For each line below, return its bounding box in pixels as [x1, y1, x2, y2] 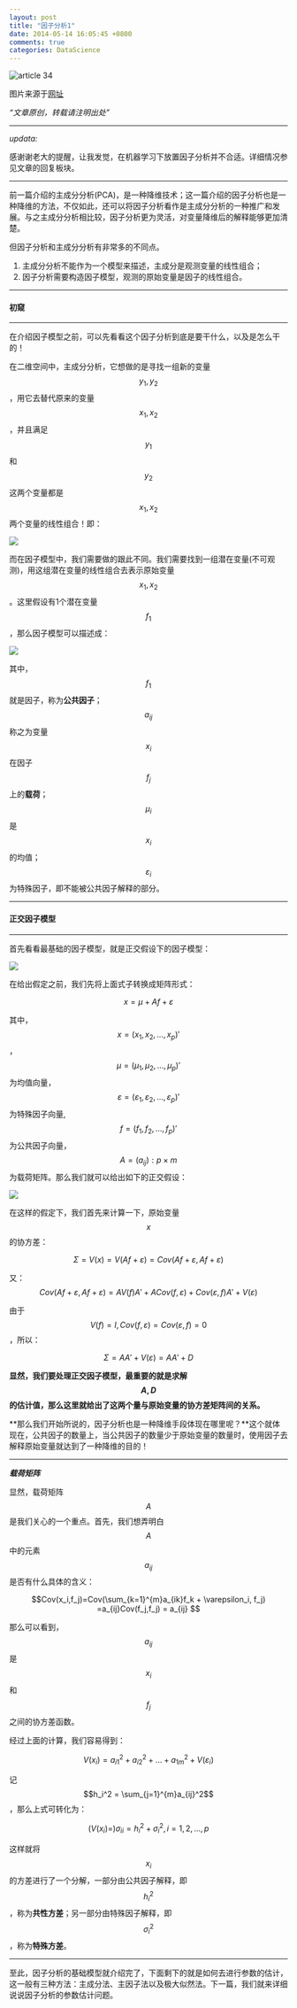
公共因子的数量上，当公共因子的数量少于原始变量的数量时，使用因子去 [32, 1429, 288, 1440]
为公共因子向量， [9, 1139, 72, 1151]
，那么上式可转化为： [9, 1803, 87, 1815]
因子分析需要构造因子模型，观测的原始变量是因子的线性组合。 [21, 272, 247, 282]
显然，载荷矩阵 [9, 1487, 64, 1497]
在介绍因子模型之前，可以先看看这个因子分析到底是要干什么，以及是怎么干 [9, 331, 280, 342]
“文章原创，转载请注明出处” [9, 107, 110, 118]
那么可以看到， [9, 1622, 64, 1633]
